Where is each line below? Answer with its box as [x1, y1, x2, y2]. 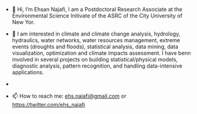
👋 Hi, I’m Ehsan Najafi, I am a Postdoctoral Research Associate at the [11, 6, 183, 13]
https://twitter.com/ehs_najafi [11, 101, 86, 108]
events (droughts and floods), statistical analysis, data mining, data [11, 43, 179, 50]
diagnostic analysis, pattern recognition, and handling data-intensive [11, 62, 183, 69]
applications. [11, 69, 44, 75]
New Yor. [11, 19, 35, 25]
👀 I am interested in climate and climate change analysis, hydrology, [11, 30, 181, 37]
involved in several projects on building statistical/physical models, [11, 56, 178, 63]
